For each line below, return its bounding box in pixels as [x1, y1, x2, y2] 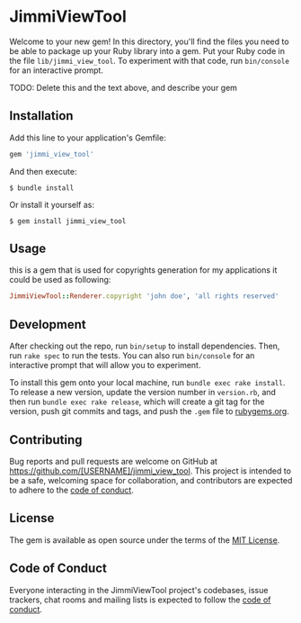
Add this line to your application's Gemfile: [9, 132, 166, 143]
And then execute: [9, 166, 77, 176]
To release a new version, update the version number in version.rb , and [9, 387, 277, 398]
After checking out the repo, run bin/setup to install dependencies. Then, [9, 340, 280, 352]
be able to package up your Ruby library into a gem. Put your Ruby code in [9, 45, 286, 56]
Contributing [9, 432, 83, 447]
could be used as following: [9, 275, 111, 285]
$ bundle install [9, 183, 75, 193]
